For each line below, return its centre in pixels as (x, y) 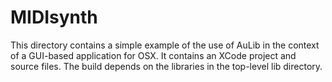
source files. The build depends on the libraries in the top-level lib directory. (166, 66)
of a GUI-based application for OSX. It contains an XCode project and (153, 55)
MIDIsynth (54, 17)
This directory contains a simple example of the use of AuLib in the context (165, 45)
